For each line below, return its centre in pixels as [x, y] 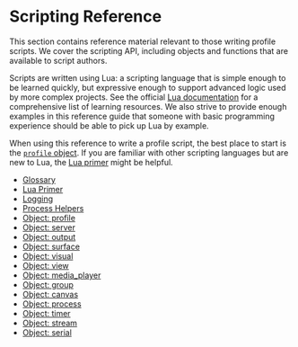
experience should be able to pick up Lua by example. [109, 125]
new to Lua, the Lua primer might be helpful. [91, 162]
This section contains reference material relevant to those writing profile [143, 41]
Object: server [49, 227]
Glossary [39, 179]
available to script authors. [58, 60]
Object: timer [46, 313]
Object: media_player [61, 275]
